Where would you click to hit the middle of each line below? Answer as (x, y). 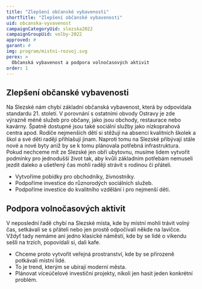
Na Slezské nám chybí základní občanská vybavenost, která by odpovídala (99, 107)
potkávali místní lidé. (40, 260)
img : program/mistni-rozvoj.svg (47, 51)
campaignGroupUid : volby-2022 (44, 34)
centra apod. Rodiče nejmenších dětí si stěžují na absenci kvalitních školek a (101, 133)
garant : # (19, 46)
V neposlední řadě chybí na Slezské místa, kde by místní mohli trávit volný (98, 223)
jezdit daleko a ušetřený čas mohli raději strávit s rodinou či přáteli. (89, 165)
